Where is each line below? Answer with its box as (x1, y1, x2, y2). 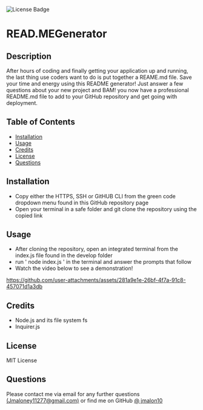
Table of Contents (6, 117, 76, 127)
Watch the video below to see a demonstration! (15, 264, 133, 272)
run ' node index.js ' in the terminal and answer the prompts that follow (15, 258, 192, 266)
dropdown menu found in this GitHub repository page (15, 199, 149, 206)
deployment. (6, 99, 38, 106)
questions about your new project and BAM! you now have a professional (6, 87, 189, 93)
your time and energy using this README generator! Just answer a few (6, 80, 184, 87)
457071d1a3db (6, 283, 43, 291)
